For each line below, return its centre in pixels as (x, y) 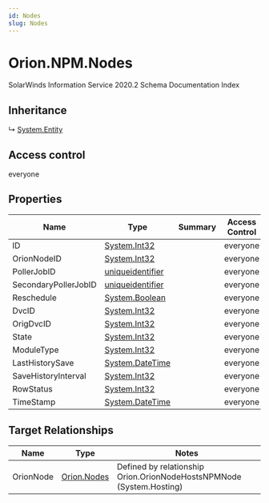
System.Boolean (135, 298)
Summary (197, 227)
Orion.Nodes (85, 477)
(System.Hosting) (150, 486)
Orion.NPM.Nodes (71, 63)
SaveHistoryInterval (49, 375)
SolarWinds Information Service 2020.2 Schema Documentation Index (124, 85)
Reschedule (35, 298)
